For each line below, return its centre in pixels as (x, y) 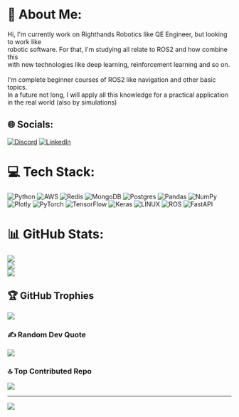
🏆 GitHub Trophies (51, 296)
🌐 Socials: (31, 125)
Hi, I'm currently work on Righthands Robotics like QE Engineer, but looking (117, 34)
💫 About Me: (45, 15)
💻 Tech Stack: (51, 172)
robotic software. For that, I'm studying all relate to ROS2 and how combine (117, 49)
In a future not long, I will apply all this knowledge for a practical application (118, 95)
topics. (17, 87)
